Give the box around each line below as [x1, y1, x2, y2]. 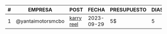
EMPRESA [28, 6, 53, 13]
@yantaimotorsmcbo [15, 18, 65, 24]
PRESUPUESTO [110, 6, 147, 13]
